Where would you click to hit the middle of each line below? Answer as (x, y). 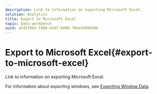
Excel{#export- (120, 53)
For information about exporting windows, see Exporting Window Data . (78, 87)
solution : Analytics (26, 14)
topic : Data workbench (28, 23)
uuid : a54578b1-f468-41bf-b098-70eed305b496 (52, 28)
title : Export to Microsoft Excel (41, 19)
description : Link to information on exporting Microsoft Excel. (74, 10)
